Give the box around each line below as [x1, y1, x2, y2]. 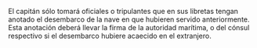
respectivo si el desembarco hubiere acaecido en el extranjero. [8, 31, 212, 40]
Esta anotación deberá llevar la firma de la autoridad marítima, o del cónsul [8, 23, 250, 32]
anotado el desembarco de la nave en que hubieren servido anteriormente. [8, 15, 250, 24]
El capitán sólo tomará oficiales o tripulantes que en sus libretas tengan [8, 7, 239, 15]
